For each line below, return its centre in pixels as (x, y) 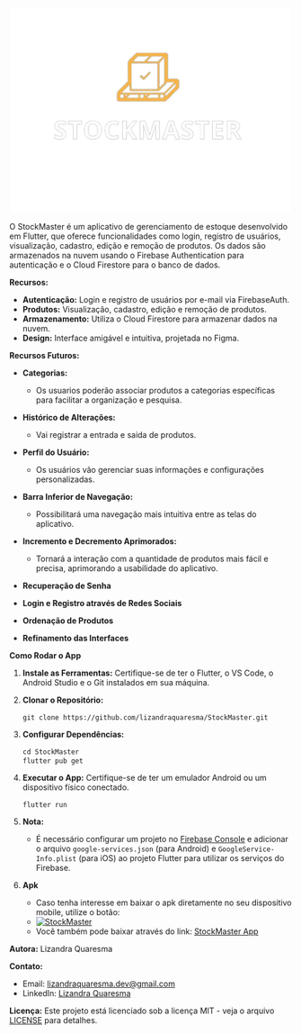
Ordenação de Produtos (68, 621)
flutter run (44, 805)
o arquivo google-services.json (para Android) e (126, 848)
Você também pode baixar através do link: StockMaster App (147, 931)
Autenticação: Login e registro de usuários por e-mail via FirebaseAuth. (156, 300)
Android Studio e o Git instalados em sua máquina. (116, 683)
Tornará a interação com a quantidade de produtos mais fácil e (152, 559)
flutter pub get (53, 761)
